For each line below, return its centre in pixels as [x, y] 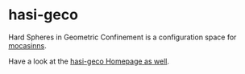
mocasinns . [27, 45]
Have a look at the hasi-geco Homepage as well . [89, 61]
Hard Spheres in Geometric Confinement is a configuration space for [122, 37]
